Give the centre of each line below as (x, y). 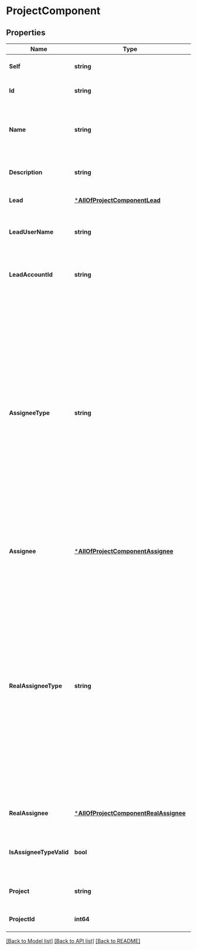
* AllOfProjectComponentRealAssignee (130, 813)
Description (26, 172)
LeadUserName (31, 232)
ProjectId (22, 919)
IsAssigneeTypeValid (39, 852)
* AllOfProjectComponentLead (118, 200)
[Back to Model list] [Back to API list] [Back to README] (73, 941)
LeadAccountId (31, 275)
